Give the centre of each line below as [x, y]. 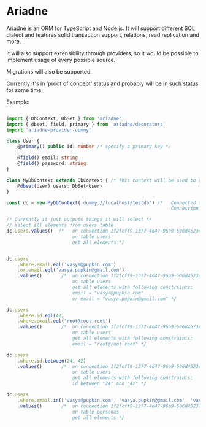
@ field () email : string [48, 158]
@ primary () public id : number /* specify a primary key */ [94, 147]
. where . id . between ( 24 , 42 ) [52, 361]
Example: [18, 102]
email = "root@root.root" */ [109, 344]
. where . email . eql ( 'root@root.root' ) [64, 321]
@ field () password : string [52, 164]
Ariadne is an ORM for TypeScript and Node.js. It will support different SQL [101, 28]
